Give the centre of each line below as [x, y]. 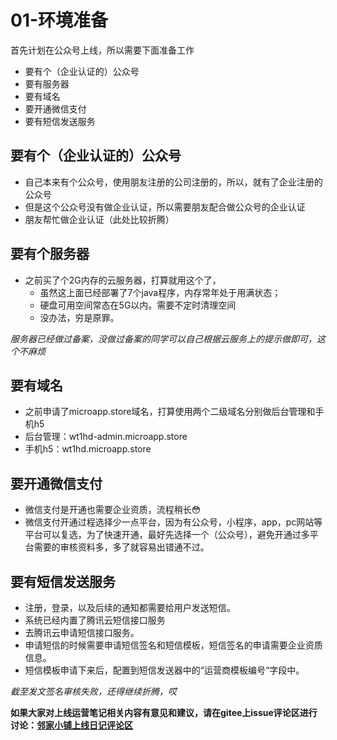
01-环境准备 [59, 20]
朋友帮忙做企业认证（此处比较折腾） [99, 219]
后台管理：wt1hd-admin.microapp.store [106, 437]
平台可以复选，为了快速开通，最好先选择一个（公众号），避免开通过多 [167, 535]
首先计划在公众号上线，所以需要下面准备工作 [102, 50]
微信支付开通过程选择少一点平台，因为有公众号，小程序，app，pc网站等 [173, 522]
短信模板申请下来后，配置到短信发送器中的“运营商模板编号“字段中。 [164, 670]
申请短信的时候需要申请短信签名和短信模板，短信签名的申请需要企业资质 [173, 645]
